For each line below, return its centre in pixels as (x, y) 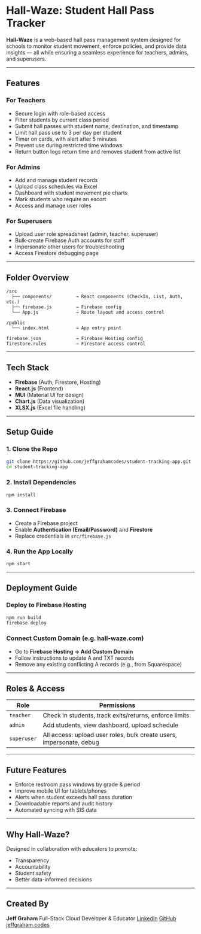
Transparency (32, 860)
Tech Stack (28, 368)
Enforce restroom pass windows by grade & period (77, 784)
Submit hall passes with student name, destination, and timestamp (97, 126)
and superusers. (26, 59)
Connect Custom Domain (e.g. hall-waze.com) (75, 638)
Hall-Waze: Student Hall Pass (80, 10)
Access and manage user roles (53, 205)
